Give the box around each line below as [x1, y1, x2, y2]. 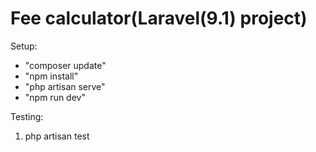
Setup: [10, 40, 38, 52]
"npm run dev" [24, 91, 86, 103]
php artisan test [24, 130, 90, 142]
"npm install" [24, 70, 79, 82]
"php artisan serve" [24, 80, 106, 92]
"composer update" [24, 59, 107, 71]
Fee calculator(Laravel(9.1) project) [10, 7, 308, 30]
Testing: [10, 110, 44, 122]
